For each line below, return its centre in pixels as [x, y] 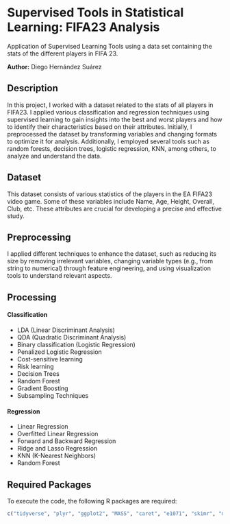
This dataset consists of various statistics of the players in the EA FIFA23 [110, 194]
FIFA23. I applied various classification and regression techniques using [108, 112]
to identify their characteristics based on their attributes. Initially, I [100, 127]
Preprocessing [39, 237]
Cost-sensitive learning [50, 359]
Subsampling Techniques [53, 395]
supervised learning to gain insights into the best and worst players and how [115, 119]
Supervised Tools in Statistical [95, 13]
